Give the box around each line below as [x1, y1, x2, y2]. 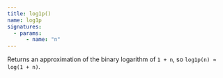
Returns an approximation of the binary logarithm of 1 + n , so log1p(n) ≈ [7, 55, 217, 63]
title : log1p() [7, 10, 52, 17]
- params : [13, 29, 42, 37]
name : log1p [7, 17, 42, 24]
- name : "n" [25, 36, 61, 43]
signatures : [7, 23, 42, 30]
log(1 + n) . [7, 63, 40, 71]
